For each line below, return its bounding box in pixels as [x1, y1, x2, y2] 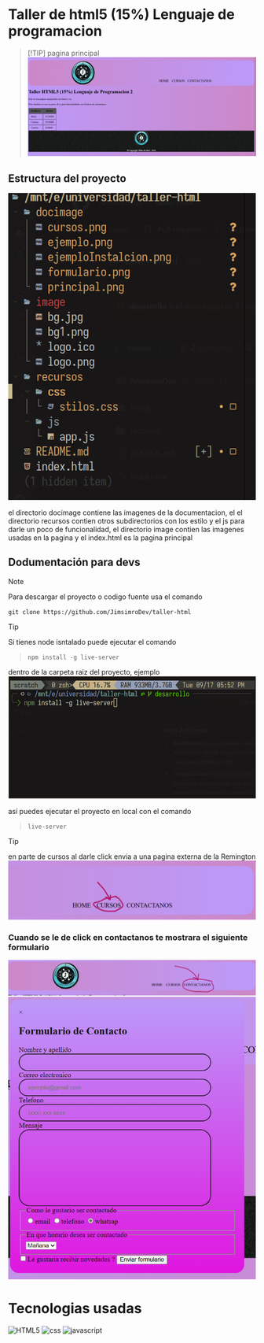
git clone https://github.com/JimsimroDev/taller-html [8, 608, 192, 616]
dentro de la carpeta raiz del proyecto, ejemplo [8, 667, 160, 676]
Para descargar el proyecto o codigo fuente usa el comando [8, 592, 203, 601]
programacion [8, 22, 102, 40]
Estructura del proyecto [8, 172, 127, 185]
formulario [8, 942, 49, 953]
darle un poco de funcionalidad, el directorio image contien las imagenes [8, 524, 244, 534]
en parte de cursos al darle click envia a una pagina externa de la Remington [8, 852, 256, 861]
